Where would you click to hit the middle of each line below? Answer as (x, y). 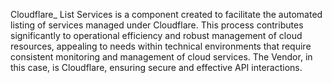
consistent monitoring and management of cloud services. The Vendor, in (161, 57)
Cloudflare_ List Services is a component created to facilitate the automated (166, 14)
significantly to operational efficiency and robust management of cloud (156, 35)
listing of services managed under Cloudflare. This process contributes (157, 25)
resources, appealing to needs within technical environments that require (161, 46)
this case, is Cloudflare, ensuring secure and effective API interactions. (156, 67)
